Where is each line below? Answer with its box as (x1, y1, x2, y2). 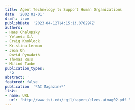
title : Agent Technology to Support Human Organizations (5, 7, 122, 12)
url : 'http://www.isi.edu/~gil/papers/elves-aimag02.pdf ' (9, 98, 131, 103)
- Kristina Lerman (5, 43, 42, 48)
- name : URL (5, 93, 29, 98)
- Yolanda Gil (5, 35, 34, 39)
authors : (5, 25, 23, 30)
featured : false (5, 79, 38, 84)
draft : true (5, 16, 29, 21)
